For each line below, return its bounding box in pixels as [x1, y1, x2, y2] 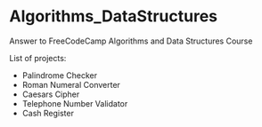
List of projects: [9, 52, 67, 63]
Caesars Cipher [21, 89, 80, 99]
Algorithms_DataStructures [9, 6, 218, 27]
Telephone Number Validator [21, 98, 128, 108]
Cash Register [21, 107, 74, 118]
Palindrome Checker [21, 69, 98, 81]
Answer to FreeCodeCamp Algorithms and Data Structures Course [9, 36, 253, 46]
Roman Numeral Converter [21, 79, 120, 90]
